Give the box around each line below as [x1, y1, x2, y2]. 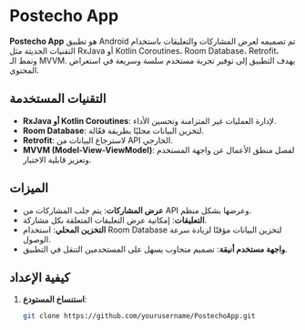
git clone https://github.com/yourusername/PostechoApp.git [22, 312, 256, 321]
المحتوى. [9, 65, 39, 76]
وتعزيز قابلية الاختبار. [22, 154, 92, 165]
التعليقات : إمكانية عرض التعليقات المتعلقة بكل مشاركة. [22, 214, 208, 225]
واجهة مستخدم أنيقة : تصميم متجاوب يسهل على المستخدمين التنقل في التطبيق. [22, 243, 289, 254]
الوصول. [22, 233, 52, 244]
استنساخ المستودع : [22, 294, 87, 305]
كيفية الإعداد [9, 270, 71, 285]
